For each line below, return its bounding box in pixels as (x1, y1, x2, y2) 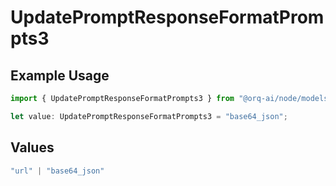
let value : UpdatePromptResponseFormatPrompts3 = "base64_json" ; (10, 111, 288, 121)
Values (10, 139, 55, 156)
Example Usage (10, 67, 110, 84)
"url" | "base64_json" (10, 166, 105, 176)
